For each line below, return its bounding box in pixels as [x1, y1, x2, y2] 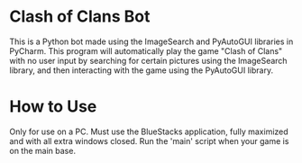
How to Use [9, 96, 97, 117]
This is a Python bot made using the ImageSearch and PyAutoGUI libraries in [9, 36, 294, 47]
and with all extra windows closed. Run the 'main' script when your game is [9, 135, 289, 146]
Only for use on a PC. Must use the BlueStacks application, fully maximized [9, 126, 288, 137]
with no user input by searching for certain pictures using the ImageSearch [9, 55, 288, 66]
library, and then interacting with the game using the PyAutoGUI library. [9, 65, 273, 76]
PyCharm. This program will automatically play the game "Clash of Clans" [9, 45, 283, 56]
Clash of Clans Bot [9, 6, 151, 27]
